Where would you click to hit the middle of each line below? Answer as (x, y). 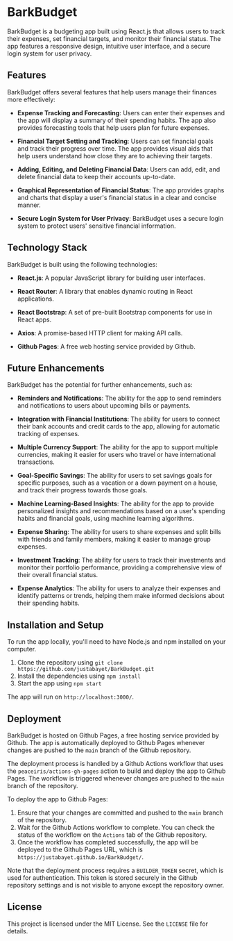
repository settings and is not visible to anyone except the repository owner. (116, 885)
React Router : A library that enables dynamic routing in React (105, 291)
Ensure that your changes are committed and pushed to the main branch (120, 813)
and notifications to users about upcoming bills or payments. (104, 406)
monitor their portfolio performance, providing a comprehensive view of (120, 567)
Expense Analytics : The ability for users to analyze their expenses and (119, 588)
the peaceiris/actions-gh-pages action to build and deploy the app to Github (116, 771)
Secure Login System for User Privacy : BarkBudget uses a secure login (120, 218)
